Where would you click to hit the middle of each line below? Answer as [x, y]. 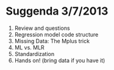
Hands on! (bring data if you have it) [60, 60]
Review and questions [42, 28]
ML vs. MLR [30, 47]
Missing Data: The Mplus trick [52, 41]
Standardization [34, 54]
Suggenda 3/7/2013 [57, 11]
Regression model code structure [56, 34]
